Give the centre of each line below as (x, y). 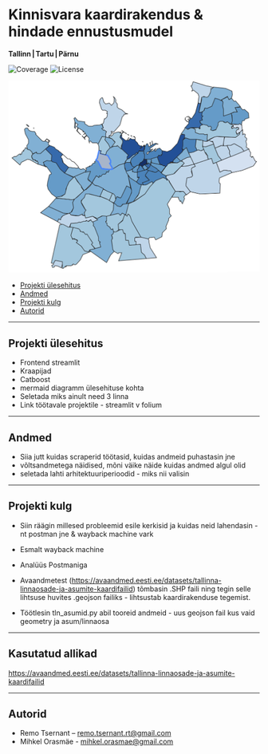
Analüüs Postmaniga (53, 565)
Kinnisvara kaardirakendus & (106, 15)
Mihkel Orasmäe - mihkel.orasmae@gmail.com (97, 742)
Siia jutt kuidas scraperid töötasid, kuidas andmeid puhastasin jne (127, 456)
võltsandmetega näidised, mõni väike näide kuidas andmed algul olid (132, 465)
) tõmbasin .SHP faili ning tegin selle (192, 589)
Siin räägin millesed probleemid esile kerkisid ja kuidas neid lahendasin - (139, 525)
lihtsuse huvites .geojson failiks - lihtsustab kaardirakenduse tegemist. (135, 597)
